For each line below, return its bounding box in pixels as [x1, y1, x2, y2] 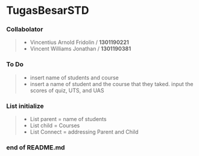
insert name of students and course [30, 73, 119, 81]
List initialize [6, 102, 44, 110]
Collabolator [6, 25, 43, 34]
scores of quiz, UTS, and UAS [30, 87, 104, 94]
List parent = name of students [30, 116, 107, 123]
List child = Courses [30, 122, 80, 129]
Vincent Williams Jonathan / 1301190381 [30, 45, 131, 52]
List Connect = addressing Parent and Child [30, 128, 139, 136]
